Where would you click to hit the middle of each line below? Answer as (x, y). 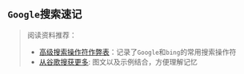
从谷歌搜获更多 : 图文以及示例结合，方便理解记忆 (118, 61)
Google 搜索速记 (45, 14)
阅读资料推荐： (52, 35)
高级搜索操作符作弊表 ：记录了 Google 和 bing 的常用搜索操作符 (138, 52)
